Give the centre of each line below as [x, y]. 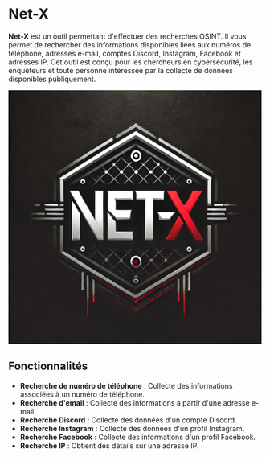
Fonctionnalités [48, 366]
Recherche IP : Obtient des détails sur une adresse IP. [109, 445]
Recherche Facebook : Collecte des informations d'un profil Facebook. [137, 437]
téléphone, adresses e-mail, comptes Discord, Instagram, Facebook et [125, 53]
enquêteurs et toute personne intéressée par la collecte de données [121, 70]
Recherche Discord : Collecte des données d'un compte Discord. [128, 420]
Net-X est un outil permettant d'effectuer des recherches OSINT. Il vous [127, 36]
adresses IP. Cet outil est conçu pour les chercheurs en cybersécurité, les [131, 62]
